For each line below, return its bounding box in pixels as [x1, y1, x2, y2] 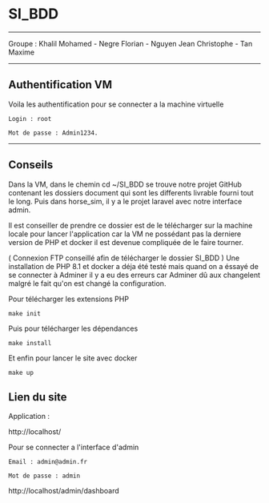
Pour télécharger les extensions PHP [8, 294, 130, 304]
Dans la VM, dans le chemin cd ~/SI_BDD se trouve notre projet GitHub [8, 179, 243, 189]
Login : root [8, 115, 52, 123]
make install [8, 339, 52, 347]
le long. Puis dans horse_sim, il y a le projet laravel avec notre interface [8, 196, 243, 206]
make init [8, 309, 42, 317]
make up [8, 368, 34, 376]
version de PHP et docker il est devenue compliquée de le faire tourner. [8, 237, 244, 247]
